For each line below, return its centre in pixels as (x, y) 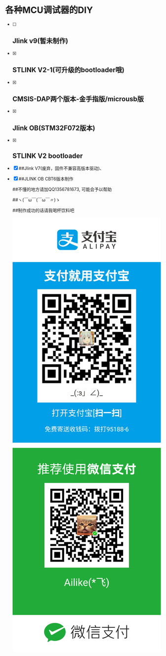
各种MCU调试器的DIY (49, 10)
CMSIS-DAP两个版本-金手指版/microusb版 (78, 99)
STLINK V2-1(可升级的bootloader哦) (68, 70)
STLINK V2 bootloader (47, 156)
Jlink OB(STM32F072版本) (54, 128)
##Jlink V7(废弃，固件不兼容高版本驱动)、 (61, 168)
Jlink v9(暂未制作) (40, 41)
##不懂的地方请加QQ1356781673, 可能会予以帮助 (62, 189)
